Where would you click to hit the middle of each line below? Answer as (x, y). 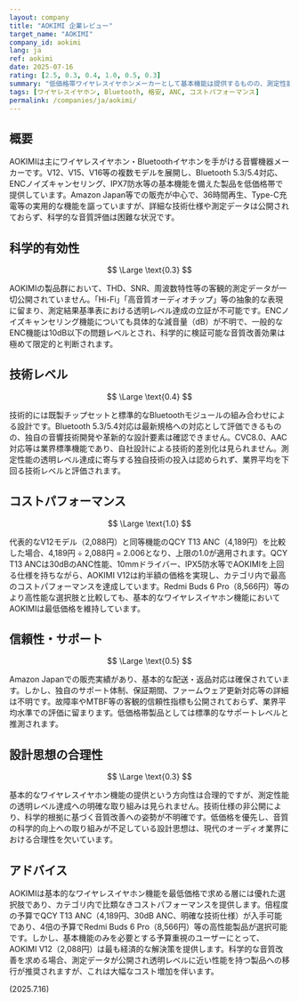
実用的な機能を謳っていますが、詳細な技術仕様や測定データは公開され (161, 206)
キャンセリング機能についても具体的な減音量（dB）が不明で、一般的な (154, 322)
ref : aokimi (31, 59)
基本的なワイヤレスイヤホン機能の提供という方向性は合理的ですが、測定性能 (149, 795)
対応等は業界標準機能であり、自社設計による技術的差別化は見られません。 (145, 448)
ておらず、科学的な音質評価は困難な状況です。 (94, 217)
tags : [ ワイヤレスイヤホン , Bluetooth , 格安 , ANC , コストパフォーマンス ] (134, 92)
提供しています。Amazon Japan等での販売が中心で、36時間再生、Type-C (144, 195)
